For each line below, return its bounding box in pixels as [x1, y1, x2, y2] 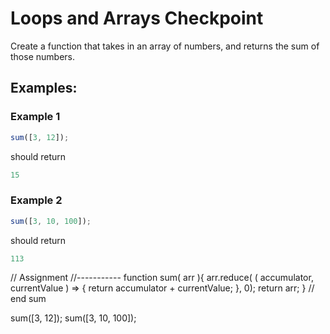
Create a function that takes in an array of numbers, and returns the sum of [10, 40, 320, 52]
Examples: [10, 80, 78, 97]
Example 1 [10, 110, 61, 124]
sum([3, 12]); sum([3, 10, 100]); [10, 312, 137, 324]
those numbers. [10, 50, 75, 62]
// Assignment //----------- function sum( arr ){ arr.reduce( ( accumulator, [10, 272, 314, 284]
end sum [10, 293, 47, 305]
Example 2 [10, 193, 63, 207]
